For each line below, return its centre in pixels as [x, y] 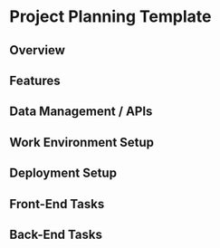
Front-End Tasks [57, 204]
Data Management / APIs [81, 112]
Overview [38, 50]
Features [35, 80]
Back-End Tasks [56, 234]
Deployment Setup [63, 173]
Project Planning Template [110, 17]
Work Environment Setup [82, 142]
